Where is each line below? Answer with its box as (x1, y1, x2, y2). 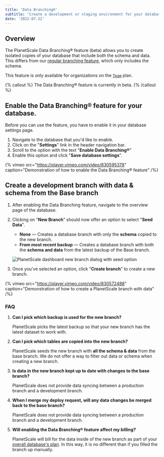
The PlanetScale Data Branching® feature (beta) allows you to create (5, 48, 143, 53)
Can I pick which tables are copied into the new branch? (12, 338, 128, 344)
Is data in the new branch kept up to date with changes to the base (12, 368, 150, 374)
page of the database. (12, 207, 57, 213)
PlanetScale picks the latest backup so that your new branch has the (12, 324, 150, 330)
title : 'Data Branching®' (5, 7, 58, 12)
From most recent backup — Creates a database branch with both (19, 241, 154, 247)
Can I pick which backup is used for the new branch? (12, 314, 122, 320)
